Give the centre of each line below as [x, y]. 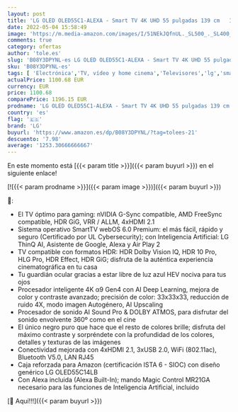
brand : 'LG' [25, 126]
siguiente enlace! [32, 173]
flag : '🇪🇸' [25, 119]
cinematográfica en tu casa [57, 267]
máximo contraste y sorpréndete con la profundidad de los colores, [116, 335]
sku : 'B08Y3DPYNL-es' [39, 67]
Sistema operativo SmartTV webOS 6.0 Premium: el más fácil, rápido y [120, 229]
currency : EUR [28, 86]
